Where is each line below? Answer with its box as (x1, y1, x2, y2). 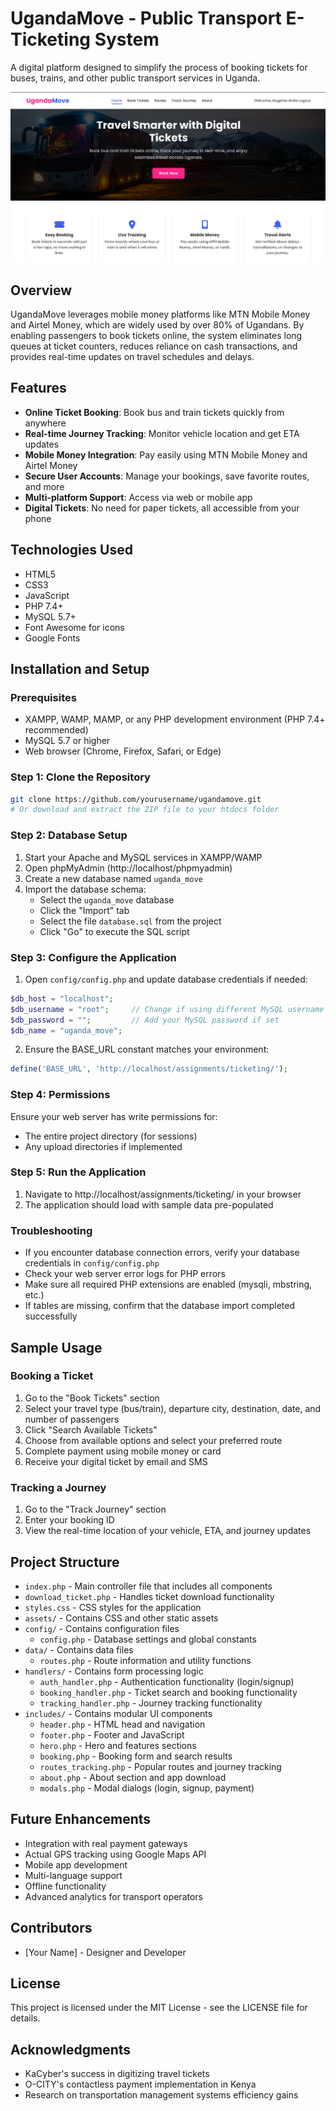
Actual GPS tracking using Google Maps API (24, 1848, 207, 1860)
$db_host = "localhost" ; (10, 993, 114, 1004)
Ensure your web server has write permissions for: (10, 1110, 218, 1122)
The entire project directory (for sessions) (24, 1130, 198, 1142)
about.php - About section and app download (39, 1771, 227, 1783)
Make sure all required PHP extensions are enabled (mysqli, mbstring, (24, 1278, 313, 1291)
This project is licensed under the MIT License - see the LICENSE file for (10, 2002, 308, 2014)
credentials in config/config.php (24, 1257, 160, 1269)
